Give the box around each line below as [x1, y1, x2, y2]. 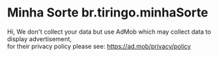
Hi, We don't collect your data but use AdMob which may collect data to [7, 27, 212, 36]
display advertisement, [7, 34, 72, 43]
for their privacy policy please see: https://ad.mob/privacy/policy [7, 42, 191, 50]
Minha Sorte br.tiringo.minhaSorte [7, 5, 208, 21]
